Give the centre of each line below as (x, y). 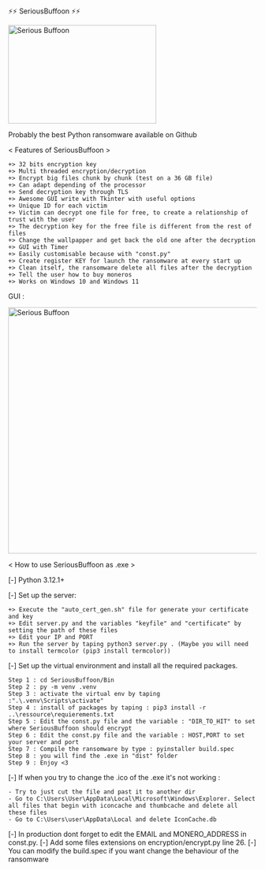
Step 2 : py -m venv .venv (52, 687)
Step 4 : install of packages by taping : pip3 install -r (107, 708)
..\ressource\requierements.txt (61, 715)
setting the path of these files (63, 630)
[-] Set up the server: (43, 595)
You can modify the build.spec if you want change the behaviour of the (123, 851)
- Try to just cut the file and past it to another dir (102, 792)
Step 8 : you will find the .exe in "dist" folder (93, 756)
